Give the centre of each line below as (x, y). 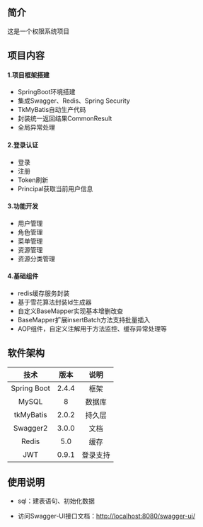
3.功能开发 (23, 206)
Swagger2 (30, 428)
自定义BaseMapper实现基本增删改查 (70, 311)
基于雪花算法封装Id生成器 (54, 302)
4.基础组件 (23, 276)
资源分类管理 (36, 259)
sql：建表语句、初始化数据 (56, 501)
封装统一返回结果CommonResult (65, 118)
